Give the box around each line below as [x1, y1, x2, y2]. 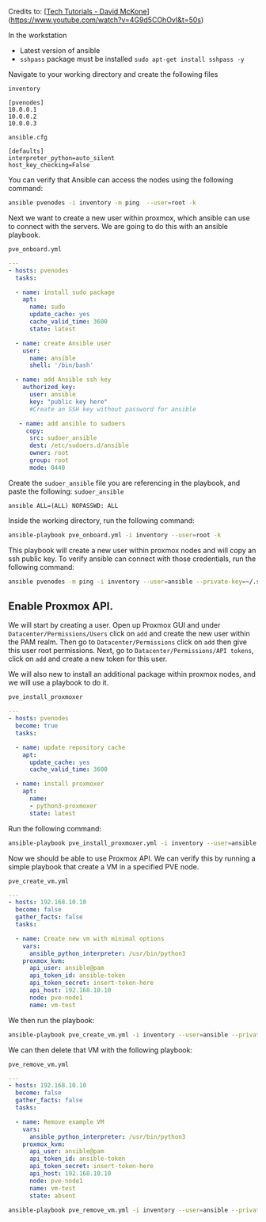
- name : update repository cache [15, 743, 126, 751]
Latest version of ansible [19, 46, 101, 55]
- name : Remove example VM [15, 1117, 104, 1126]
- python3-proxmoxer [28, 802, 97, 810]
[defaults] [8, 147, 44, 155]
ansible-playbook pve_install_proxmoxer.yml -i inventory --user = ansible [8, 839, 257, 847]
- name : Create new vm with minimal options [15, 934, 165, 942]
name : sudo [28, 303, 66, 311]
